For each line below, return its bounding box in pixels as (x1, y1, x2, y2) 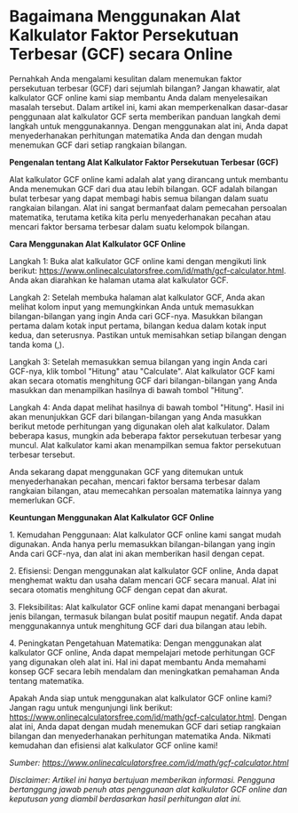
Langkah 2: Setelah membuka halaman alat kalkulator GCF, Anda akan (9, 292, 266, 302)
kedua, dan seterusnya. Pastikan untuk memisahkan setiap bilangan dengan (9, 329, 286, 340)
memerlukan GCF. (9, 495, 75, 505)
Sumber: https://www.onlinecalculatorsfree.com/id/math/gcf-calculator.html (9, 757, 289, 768)
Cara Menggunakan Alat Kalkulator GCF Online (9, 238, 186, 249)
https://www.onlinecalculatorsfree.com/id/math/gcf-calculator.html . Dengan (9, 712, 287, 722)
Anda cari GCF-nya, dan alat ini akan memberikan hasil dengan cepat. (9, 548, 265, 559)
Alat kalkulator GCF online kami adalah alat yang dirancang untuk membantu (9, 173, 288, 184)
